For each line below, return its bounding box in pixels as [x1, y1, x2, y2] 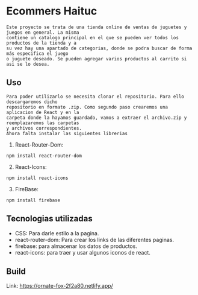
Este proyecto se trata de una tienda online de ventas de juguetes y [6, 24, 187, 30]
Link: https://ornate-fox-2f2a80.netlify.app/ [6, 282, 113, 290]
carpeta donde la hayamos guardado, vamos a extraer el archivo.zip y [6, 115, 187, 121]
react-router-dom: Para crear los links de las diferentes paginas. [14, 236, 175, 243]
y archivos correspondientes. [6, 125, 82, 131]
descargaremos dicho [6, 98, 58, 105]
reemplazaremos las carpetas [6, 119, 79, 126]
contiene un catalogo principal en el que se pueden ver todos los [6, 34, 179, 40]
